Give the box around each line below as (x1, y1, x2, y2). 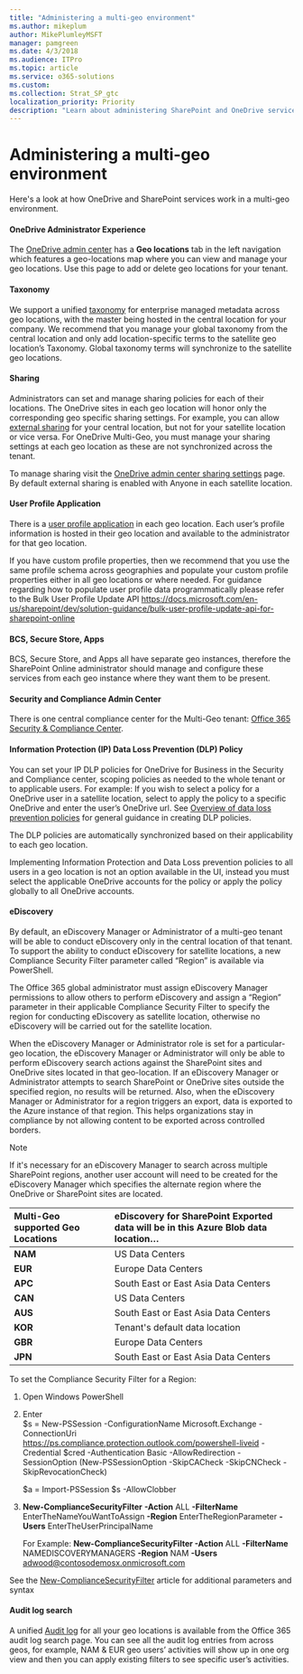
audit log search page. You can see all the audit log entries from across (9, 1635, 274, 1646)
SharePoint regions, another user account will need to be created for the (9, 1169, 278, 1180)
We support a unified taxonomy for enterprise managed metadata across (9, 304, 280, 315)
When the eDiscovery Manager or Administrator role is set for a (9, 1038, 245, 1049)
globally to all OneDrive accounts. (9, 885, 135, 896)
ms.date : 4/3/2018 (9, 47, 78, 56)
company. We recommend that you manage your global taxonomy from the (9, 323, 289, 334)
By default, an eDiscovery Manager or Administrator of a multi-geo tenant (9, 926, 283, 936)
